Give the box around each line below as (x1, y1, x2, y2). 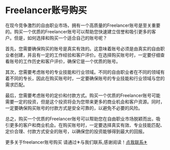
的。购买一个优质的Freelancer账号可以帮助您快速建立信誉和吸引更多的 (5, 28, 152, 34)
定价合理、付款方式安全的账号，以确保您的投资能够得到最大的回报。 (5, 128, 147, 134)
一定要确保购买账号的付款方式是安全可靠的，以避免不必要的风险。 (5, 105, 143, 111)
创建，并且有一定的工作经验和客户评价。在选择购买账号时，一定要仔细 (14, 52, 160, 58)
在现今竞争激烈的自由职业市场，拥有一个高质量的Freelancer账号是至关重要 (5, 22, 161, 28)
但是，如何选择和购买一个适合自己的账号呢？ (14, 35, 107, 41)
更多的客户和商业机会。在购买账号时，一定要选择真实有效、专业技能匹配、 (9, 122, 165, 128)
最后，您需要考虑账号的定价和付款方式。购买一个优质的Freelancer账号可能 (5, 92, 161, 98)
